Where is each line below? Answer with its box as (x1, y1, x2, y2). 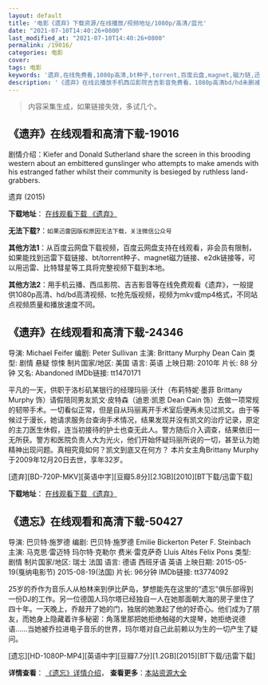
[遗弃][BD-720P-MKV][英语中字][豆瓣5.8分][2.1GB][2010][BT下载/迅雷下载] (8, 472, 253, 481)
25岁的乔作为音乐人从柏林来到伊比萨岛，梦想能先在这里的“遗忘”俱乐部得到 (8, 584, 254, 593)
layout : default (8, 11, 62, 20)
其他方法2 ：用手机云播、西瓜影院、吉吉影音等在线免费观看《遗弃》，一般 (8, 280, 247, 290)
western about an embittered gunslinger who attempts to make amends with (8, 159, 259, 168)
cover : (8, 57, 30, 65)
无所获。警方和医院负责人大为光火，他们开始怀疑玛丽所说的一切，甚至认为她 (8, 435, 260, 445)
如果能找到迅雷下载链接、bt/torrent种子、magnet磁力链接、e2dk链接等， (8, 253, 249, 263)
